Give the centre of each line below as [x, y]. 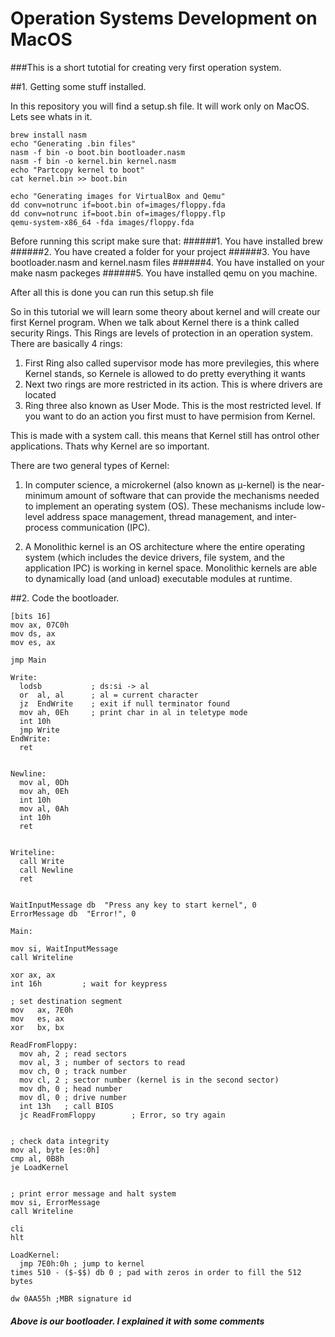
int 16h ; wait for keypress [89, 983]
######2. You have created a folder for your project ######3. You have [160, 251]
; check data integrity [60, 1141]
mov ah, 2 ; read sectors [73, 1053]
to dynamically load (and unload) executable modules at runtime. [158, 578]
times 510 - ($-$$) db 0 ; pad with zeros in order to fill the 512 [156, 1272]
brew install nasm [48, 135]
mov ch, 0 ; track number [73, 1071]
